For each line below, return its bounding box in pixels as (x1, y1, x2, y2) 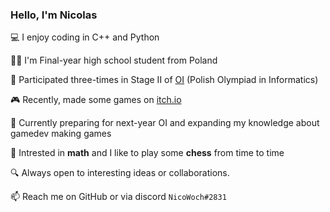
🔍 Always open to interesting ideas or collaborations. (10, 167, 230, 179)
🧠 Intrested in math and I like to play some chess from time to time (10, 147, 285, 159)
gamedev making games (10, 128, 112, 140)
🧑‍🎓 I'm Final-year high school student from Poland (10, 54, 218, 67)
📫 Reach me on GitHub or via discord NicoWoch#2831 (10, 191, 227, 203)
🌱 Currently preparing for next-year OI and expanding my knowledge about (10, 117, 320, 129)
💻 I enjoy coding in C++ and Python (10, 31, 160, 43)
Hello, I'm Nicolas (10, 8, 98, 22)
